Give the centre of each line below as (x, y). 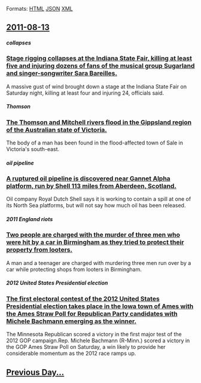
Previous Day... (35, 372)
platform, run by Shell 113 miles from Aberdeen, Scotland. (91, 186)
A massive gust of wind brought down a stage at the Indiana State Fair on (97, 86)
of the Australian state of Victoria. (57, 129)
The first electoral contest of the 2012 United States (83, 298)
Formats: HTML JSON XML (39, 9)
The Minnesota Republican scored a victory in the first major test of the (94, 334)
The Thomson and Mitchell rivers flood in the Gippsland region (99, 122)
